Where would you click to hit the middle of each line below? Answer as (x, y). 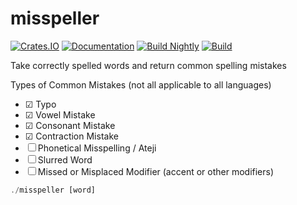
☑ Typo (40, 104)
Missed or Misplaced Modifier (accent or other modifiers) (156, 171)
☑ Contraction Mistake (71, 136)
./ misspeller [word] (53, 190)
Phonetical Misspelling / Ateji (97, 148)
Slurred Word (65, 159)
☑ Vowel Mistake (60, 114)
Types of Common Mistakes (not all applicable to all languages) (141, 84)
